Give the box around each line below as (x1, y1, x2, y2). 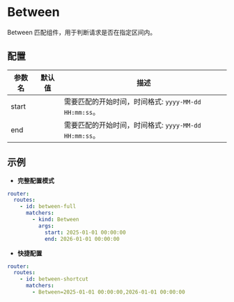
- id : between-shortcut (19, 276, 89, 283)
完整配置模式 (17, 176, 54, 184)
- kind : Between (32, 216, 79, 223)
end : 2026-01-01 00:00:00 (44, 235, 120, 242)
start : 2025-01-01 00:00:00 (44, 229, 127, 236)
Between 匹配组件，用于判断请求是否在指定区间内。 (7, 28, 157, 36)
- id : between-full (19, 203, 77, 210)
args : (38, 222, 54, 230)
